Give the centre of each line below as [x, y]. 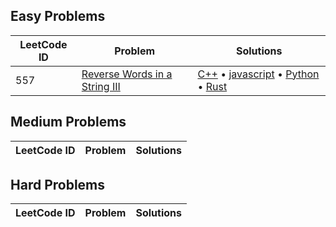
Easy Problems [58, 16]
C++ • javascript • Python [258, 74]
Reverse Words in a [127, 74]
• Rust [212, 86]
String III [101, 86]
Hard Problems [58, 185]
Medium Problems [68, 122]
